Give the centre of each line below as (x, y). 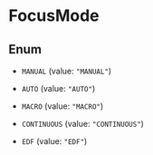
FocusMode (54, 16)
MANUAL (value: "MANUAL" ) (67, 71)
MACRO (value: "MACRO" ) (62, 106)
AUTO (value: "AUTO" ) (58, 88)
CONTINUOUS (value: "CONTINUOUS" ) (82, 124)
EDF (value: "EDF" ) (54, 141)
